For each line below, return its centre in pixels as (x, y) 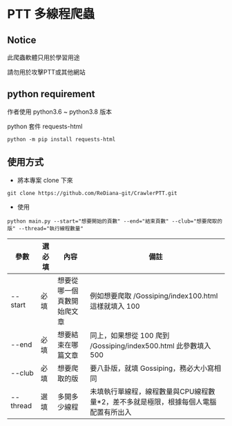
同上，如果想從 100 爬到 (129, 335)
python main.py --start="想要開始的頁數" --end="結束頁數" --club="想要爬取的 (115, 221)
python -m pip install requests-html (61, 139)
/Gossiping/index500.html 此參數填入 (150, 345)
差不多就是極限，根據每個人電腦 (165, 402)
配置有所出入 (110, 412)
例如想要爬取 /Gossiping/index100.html (154, 296)
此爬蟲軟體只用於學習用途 (43, 57)
